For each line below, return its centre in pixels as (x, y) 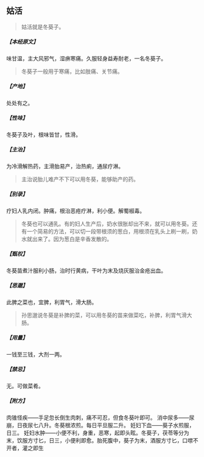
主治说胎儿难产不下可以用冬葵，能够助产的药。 (80, 179)
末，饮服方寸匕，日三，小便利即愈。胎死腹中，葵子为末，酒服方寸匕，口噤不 (102, 440)
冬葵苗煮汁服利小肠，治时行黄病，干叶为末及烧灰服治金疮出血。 (86, 271)
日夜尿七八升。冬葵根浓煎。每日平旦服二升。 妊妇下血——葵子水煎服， (106, 425)
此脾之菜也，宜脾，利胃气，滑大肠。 (52, 302)
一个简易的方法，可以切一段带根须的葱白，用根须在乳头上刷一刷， (109, 231)
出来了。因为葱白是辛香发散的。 (72, 239)
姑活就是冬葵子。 (43, 27)
